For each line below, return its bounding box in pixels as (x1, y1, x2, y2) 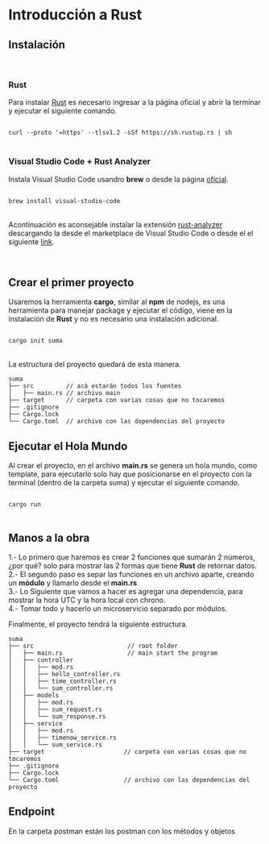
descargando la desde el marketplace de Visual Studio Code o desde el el (8, 228, 254, 238)
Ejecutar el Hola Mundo (8, 439, 128, 453)
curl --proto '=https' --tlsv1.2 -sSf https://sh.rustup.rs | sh (8, 129, 232, 137)
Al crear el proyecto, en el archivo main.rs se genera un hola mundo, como (8, 461, 258, 471)
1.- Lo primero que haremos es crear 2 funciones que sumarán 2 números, (8, 552, 255, 562)
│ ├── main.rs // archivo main (8, 389, 121, 397)
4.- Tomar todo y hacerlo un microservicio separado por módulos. (8, 604, 228, 613)
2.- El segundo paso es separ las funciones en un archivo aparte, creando (8, 570, 255, 580)
